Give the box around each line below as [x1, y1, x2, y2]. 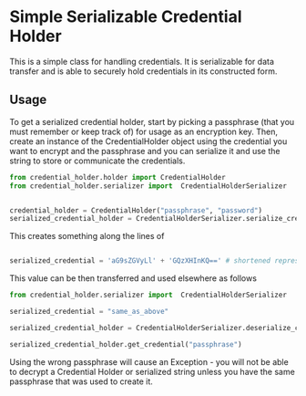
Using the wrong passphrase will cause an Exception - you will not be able [9, 356, 289, 367]
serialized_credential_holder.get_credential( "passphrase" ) [9, 339, 243, 349]
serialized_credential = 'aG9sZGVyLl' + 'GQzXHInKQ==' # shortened [9, 256, 271, 266]
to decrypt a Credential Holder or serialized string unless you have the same [9, 366, 296, 377]
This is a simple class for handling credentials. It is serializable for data [9, 56, 275, 67]
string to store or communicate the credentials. [9, 155, 186, 166]
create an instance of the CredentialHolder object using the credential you [9, 135, 288, 147]
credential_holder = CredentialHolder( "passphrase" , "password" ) [9, 205, 262, 215]
